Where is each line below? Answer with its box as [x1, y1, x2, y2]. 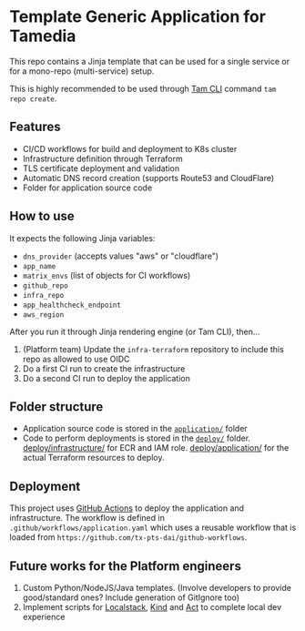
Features [9, 119, 61, 135]
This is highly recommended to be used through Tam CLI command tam [9, 83, 277, 94]
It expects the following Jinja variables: [9, 232, 156, 243]
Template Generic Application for [9, 6, 267, 27]
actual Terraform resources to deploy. [22, 453, 165, 463]
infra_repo [22, 290, 65, 300]
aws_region [22, 310, 65, 320]
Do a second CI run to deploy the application [22, 372, 191, 383]
